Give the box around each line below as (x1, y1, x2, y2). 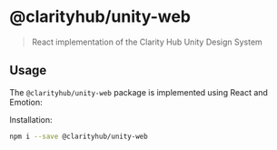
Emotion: (9, 96, 43, 107)
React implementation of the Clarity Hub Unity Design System (31, 36, 263, 47)
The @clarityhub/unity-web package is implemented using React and (9, 86, 268, 97)
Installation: (9, 114, 53, 125)
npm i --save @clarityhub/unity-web (9, 132, 148, 141)
